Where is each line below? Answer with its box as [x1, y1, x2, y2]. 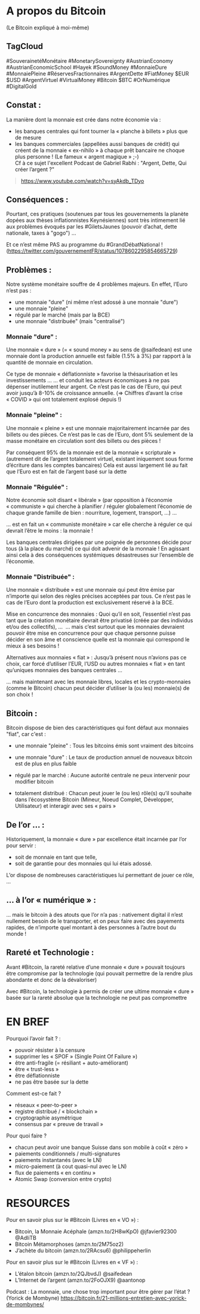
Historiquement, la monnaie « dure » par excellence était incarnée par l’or [6, 836, 187, 842]
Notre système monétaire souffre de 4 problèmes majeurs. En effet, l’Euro [6, 281, 188, 288]
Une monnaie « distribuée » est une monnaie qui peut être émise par [6, 586, 175, 594]
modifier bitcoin [14, 778, 54, 785]
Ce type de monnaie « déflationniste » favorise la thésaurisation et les [6, 370, 178, 378]
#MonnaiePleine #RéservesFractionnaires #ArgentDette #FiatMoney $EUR [6, 70, 189, 77]
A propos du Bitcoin [6, 4, 106, 18]
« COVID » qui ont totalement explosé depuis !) [6, 396, 122, 403]
